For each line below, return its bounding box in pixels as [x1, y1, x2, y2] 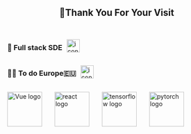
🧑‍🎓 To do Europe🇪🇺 [7, 69, 76, 78]
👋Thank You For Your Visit [58, 7, 175, 19]
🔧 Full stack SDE [7, 42, 63, 52]
